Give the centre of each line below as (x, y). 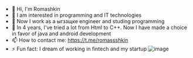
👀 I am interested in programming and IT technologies (77, 15)
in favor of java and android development (61, 34)
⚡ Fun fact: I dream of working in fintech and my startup (79, 49)
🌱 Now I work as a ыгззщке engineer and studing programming (88, 21)
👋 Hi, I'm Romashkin (36, 9)
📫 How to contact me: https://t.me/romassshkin (70, 40)
